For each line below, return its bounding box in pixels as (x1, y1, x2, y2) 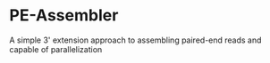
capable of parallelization (9, 43, 103, 54)
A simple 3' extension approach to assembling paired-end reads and (9, 35, 262, 45)
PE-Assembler (9, 5, 119, 26)
